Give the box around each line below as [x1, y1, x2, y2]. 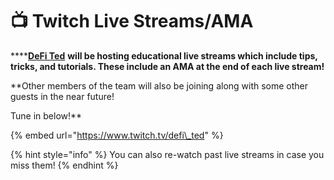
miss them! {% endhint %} [10, 159, 119, 171]
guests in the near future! [10, 90, 115, 102]
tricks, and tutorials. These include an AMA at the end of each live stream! [10, 60, 325, 72]
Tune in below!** [10, 109, 83, 122]
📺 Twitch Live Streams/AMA [10, 10, 254, 33]
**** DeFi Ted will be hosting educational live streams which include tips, [10, 49, 318, 62]
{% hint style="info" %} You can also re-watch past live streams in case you [10, 148, 325, 160]
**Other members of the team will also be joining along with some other [10, 79, 309, 92]
